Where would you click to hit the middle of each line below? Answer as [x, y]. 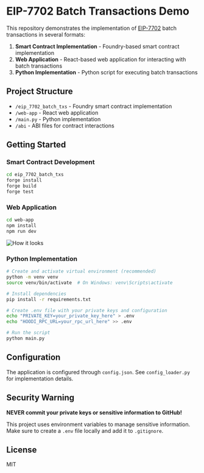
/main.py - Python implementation [58, 119]
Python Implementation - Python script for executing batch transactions [106, 72]
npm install [21, 226]
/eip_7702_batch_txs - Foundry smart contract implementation [93, 106]
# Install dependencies [37, 294]
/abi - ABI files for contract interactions [65, 126]
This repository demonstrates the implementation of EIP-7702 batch [91, 28]
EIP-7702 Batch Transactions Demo [98, 11]
